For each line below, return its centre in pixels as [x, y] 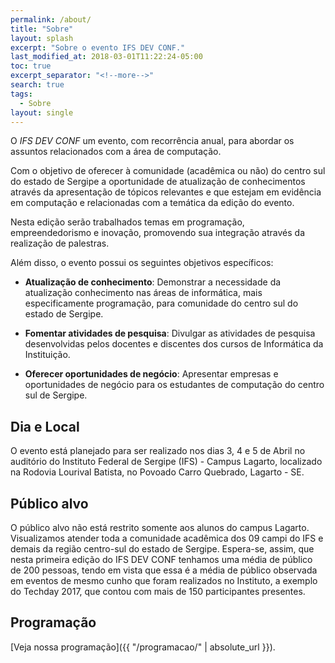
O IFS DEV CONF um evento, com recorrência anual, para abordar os [152, 141]
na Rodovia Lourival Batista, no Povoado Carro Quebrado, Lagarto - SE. [157, 472]
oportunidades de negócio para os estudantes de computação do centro [174, 385]
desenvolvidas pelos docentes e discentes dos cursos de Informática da [174, 344]
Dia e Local [45, 426]
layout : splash [42, 38]
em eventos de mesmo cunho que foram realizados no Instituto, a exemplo [164, 580]
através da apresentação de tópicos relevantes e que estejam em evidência [166, 192]
